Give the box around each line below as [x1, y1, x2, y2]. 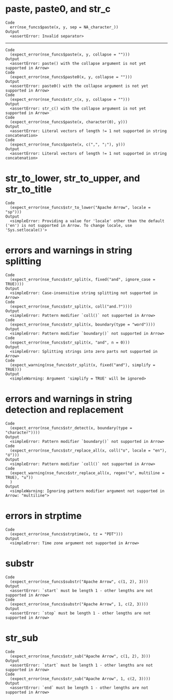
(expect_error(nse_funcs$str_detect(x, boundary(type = [10, 425, 132, 430]
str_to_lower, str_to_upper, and [5, 173, 141, 184]
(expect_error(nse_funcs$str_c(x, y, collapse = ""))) [10, 97, 130, 102]
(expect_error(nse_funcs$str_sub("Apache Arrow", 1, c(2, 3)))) [10, 676, 151, 681]
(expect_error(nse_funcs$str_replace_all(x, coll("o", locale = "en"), [10, 448, 167, 453]
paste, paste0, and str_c [5, 3, 111, 15]
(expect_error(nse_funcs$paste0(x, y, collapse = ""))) [10, 74, 132, 80]
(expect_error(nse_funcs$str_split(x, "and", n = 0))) [10, 340, 130, 345]
